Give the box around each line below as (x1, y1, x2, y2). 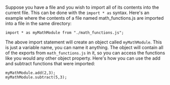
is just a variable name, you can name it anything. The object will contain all (5, 45, 164, 50)
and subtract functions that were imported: (5, 61, 95, 66)
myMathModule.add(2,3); (5, 70, 56, 75)
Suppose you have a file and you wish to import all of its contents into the (5, 5, 159, 10)
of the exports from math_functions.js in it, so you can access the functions (5, 50, 165, 56)
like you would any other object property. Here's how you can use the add (5, 55, 160, 61)
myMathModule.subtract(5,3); (5, 75, 67, 80)
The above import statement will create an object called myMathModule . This (5, 39, 162, 45)
